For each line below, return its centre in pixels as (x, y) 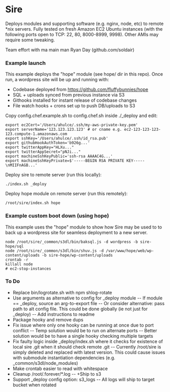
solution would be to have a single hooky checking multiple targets (83, 336)
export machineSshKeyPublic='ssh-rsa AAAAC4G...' (59, 156)
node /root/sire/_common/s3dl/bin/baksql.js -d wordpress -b (72, 242)
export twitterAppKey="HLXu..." (40, 147)
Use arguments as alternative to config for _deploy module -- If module (88, 298)
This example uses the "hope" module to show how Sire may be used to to (84, 227)
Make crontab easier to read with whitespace (60, 368)
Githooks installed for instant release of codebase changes (75, 100)
